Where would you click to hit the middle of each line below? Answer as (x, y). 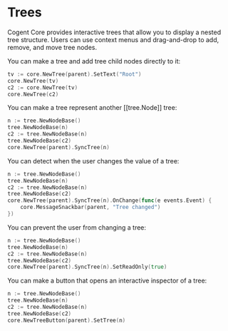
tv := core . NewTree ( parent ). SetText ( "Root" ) (74, 74)
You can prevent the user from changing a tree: (77, 227)
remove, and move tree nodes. (52, 47)
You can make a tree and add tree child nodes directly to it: (94, 61)
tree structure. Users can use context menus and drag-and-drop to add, (113, 39)
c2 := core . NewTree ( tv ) (43, 87)
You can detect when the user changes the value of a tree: (93, 161)
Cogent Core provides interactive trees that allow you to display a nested (114, 32)
